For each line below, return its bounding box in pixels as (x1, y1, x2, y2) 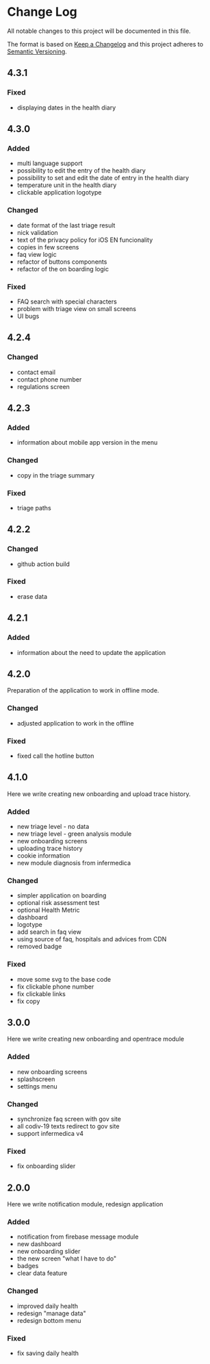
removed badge (16, 943, 62, 951)
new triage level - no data (16, 823, 90, 831)
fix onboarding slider (16, 1162, 76, 1170)
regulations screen (16, 382, 70, 390)
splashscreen (16, 1075, 55, 1083)
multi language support (16, 159, 83, 168)
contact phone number (16, 375, 82, 384)
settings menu (16, 1082, 58, 1090)
